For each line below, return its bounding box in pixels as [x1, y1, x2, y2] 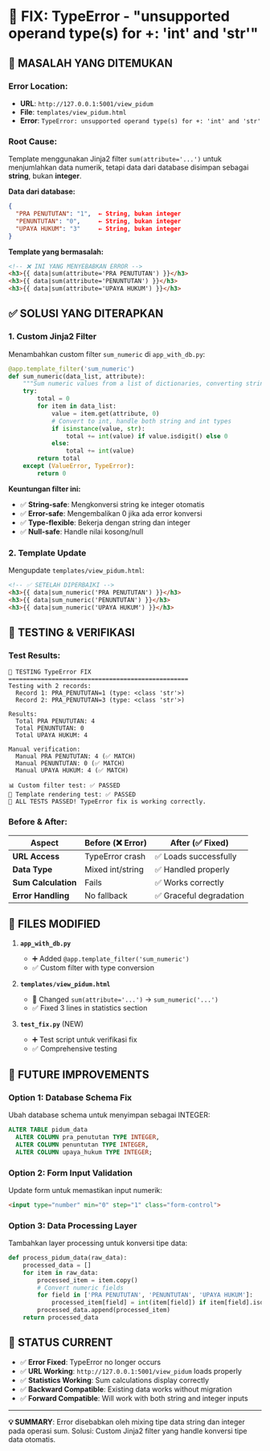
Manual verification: [8, 745, 81, 754]
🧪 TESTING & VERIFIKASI [8, 626, 135, 640]
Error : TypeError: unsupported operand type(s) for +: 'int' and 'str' [19, 116, 261, 125]
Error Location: [8, 80, 68, 92]
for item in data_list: [37, 402, 117, 411]
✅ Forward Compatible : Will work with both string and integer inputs [19, 1393, 248, 1403]
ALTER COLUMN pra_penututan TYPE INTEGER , [15, 1133, 160, 1142]
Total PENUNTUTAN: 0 [15, 724, 84, 732]
